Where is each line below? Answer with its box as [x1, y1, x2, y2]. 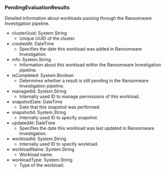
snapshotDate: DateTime [11, 99, 63, 105]
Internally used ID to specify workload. [19, 141, 99, 147]
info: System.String [11, 57, 51, 63]
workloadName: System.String [11, 146, 75, 153]
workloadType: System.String [11, 157, 73, 163]
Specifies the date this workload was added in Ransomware [19, 46, 142, 52]
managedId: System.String [11, 88, 67, 94]
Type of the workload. [19, 162, 65, 168]
